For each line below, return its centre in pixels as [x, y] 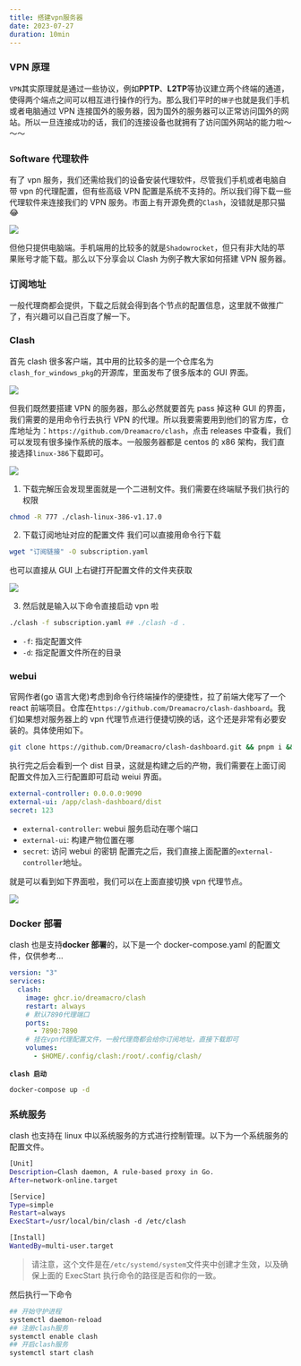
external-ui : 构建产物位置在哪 [78, 839]
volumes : [42, 1048]
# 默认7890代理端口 [57, 1014]
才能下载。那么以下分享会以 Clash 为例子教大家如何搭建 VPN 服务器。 [162, 258]
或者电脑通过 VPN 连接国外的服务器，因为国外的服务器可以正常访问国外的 [146, 111]
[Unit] [21, 1164]
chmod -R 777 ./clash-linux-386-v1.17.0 [86, 517]
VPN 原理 [30, 67]
